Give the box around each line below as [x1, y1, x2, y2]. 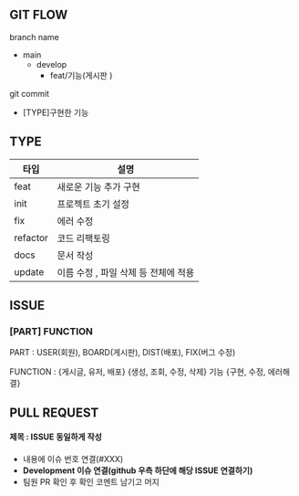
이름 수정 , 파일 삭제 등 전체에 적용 [57, 266, 195, 279]
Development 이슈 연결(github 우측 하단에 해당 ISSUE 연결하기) [22, 465, 253, 476]
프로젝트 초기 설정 [57, 197, 129, 210]
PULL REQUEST [9, 405, 99, 420]
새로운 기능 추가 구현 [57, 180, 140, 193]
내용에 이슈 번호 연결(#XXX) [22, 453, 124, 464]
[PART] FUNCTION [9, 324, 94, 337]
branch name [9, 31, 59, 42]
